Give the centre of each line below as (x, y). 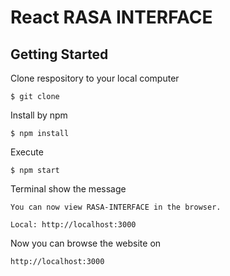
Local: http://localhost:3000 (73, 225)
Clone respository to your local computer (95, 78)
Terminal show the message (68, 189)
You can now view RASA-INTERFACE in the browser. (116, 207)
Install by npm (39, 115)
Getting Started (59, 54)
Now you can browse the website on (86, 243)
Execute (27, 152)
